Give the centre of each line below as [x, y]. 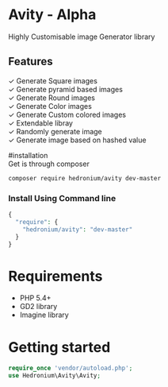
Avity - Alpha [52, 15]
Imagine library [44, 315]
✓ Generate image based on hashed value [77, 140]
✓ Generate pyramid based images [65, 89]
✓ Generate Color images [50, 106]
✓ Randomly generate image [55, 131]
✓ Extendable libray [41, 123]
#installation [28, 155]
